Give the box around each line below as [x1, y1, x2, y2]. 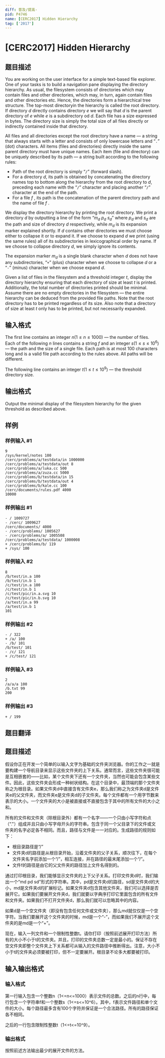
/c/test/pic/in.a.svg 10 [5, 591, 56, 596]
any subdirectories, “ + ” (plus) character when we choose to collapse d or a [5, 259, 157, 265]
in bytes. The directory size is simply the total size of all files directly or [5, 118, 149, 124]
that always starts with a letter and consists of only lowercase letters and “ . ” [5, 138, 160, 144]
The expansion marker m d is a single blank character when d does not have [5, 253, 158, 260]
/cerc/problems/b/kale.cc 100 [5, 483, 67, 488]
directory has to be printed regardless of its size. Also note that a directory [5, 300, 156, 306]
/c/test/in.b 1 [5, 587, 36, 592]
